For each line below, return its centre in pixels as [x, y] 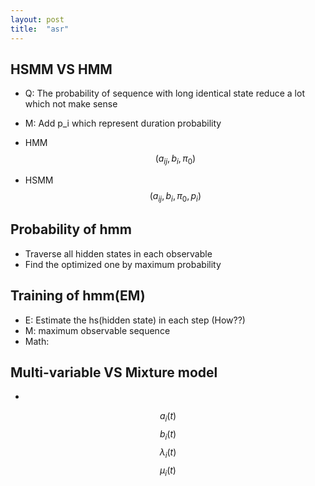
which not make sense [71, 104]
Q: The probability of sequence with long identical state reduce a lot [164, 93]
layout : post [37, 19]
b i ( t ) [168, 435]
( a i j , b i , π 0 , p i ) [175, 197]
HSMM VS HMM [61, 69]
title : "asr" [40, 29]
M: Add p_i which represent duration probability [123, 123]
